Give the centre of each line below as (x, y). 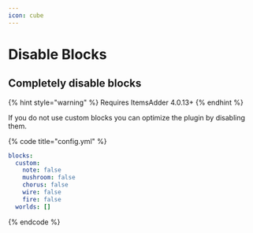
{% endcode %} (34, 222)
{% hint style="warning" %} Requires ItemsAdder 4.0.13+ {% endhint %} (126, 102)
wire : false (42, 192)
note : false (42, 170)
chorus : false (45, 185)
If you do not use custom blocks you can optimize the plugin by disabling (127, 117)
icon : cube (26, 15)
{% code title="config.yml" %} (58, 141)
